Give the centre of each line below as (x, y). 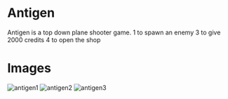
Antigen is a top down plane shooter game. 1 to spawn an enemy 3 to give (114, 32)
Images (29, 68)
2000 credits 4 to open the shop (54, 39)
